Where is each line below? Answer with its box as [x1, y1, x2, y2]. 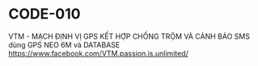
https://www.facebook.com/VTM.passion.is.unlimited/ [8, 48, 188, 58]
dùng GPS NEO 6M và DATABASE [8, 39, 121, 49]
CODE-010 [8, 5, 81, 23]
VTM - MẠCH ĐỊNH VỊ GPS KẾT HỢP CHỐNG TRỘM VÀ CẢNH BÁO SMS [8, 31, 251, 41]
